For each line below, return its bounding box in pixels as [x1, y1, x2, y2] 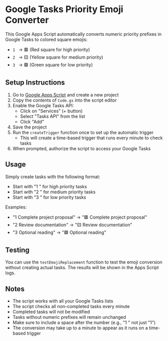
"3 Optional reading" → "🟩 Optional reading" [12, 229, 106, 235]
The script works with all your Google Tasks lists [12, 298, 114, 304]
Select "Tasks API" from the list [20, 113, 85, 119]
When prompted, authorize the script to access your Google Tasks [12, 145, 151, 151]
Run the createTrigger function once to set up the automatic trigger [12, 129, 154, 135]
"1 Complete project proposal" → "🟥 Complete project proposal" [12, 214, 147, 220]
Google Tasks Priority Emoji [5, 4, 124, 15]
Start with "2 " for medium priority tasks [12, 189, 96, 195]
